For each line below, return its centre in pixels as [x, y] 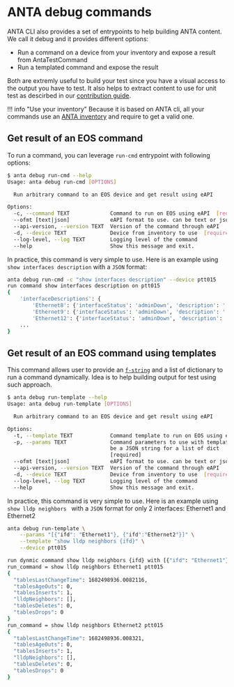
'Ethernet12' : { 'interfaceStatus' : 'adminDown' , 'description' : [127, 318]
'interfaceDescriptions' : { [60, 299]
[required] [126, 455]
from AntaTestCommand [53, 59]
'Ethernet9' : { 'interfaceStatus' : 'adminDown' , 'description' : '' [131, 312]
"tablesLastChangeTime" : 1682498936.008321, [79, 638]
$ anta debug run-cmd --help [49, 175]
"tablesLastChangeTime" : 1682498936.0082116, [81, 580]
